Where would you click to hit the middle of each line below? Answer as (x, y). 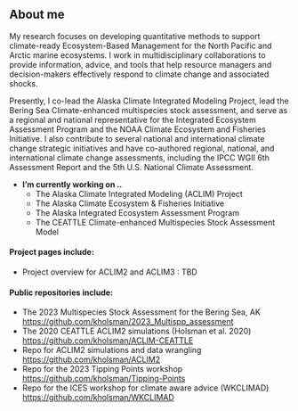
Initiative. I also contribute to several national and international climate (137, 138)
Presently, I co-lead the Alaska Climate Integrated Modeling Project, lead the (149, 101)
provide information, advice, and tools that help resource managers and (141, 64)
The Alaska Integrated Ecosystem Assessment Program (137, 212)
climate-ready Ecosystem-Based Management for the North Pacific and (141, 45)
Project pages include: (52, 252)
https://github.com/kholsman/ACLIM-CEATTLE (108, 341)
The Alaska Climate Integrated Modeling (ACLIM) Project (139, 193)
